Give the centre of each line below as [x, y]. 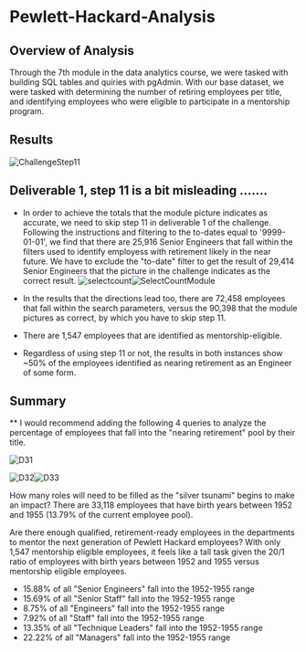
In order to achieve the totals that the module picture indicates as [145, 213]
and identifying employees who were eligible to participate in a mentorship [150, 101]
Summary [38, 401]
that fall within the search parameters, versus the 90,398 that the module [160, 308]
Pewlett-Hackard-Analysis [113, 17]
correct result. [49, 280]
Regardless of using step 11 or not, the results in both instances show [153, 352]
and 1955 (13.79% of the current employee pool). [101, 515]
